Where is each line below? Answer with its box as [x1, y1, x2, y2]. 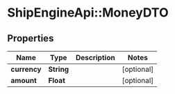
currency [10, 64, 42, 74]
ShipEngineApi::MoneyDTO [7, 5, 169, 21]
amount [10, 76, 37, 85]
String [48, 64, 69, 74]
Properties [7, 32, 54, 44]
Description [75, 53, 116, 62]
